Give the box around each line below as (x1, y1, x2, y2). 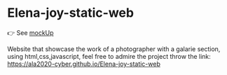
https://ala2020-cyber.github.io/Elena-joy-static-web (7, 60, 161, 68)
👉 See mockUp (7, 28, 54, 36)
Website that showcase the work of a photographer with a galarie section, (7, 44, 221, 53)
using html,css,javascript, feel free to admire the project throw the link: (7, 52, 212, 60)
